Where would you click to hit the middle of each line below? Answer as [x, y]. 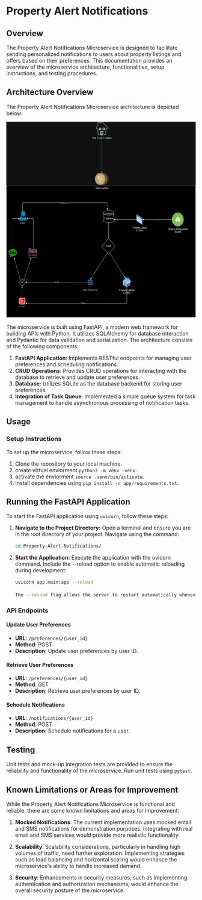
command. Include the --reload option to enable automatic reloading [100, 564]
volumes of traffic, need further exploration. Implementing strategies [100, 853]
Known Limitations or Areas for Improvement [92, 789]
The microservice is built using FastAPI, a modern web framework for [92, 327]
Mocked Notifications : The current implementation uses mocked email [103, 822]
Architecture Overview [50, 92]
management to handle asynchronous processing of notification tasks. [103, 402]
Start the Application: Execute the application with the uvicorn [93, 558]
